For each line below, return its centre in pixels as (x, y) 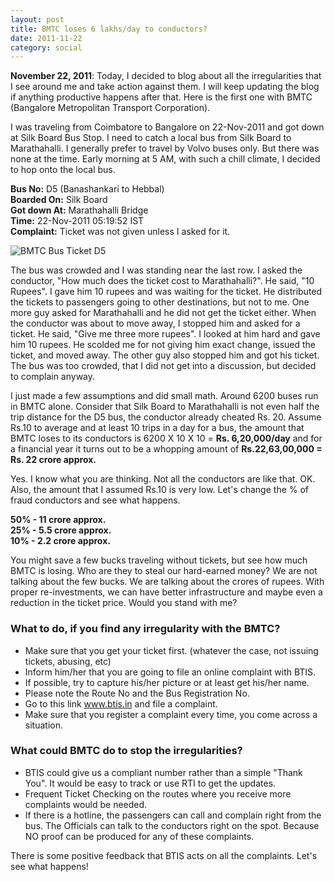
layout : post (37, 19)
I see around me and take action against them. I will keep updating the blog (165, 87)
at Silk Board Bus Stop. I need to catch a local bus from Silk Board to (151, 138)
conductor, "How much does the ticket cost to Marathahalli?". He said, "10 (162, 281)
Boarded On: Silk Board (59, 200)
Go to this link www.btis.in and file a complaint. (121, 703)
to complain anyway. (53, 377)
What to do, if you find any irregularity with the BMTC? (145, 629)
